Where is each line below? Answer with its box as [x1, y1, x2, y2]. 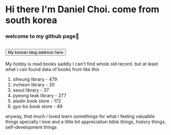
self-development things [5, 124, 57, 130]
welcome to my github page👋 [5, 33, 79, 40]
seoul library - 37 [12, 87, 50, 93]
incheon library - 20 [12, 81, 55, 87]
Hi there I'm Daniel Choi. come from [5, 4, 160, 15]
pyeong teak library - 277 [12, 92, 67, 98]
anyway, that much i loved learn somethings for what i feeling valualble [5, 113, 155, 119]
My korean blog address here [8, 50, 63, 55]
